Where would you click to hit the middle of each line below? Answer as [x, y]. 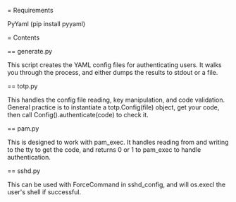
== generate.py [30, 51]
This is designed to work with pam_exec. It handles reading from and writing [118, 142]
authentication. [29, 157]
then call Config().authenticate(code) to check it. [78, 115]
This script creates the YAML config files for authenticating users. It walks [114, 65]
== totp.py [23, 86]
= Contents [24, 37]
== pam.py [23, 129]
